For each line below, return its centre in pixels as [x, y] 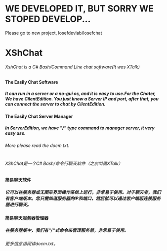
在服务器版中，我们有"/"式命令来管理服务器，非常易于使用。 [67, 230]
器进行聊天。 [18, 204]
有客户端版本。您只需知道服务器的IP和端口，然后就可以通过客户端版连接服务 [83, 198]
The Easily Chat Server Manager [39, 116]
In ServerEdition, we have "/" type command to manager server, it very [80, 128]
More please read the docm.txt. [37, 146]
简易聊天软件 [18, 180]
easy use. [16, 133]
